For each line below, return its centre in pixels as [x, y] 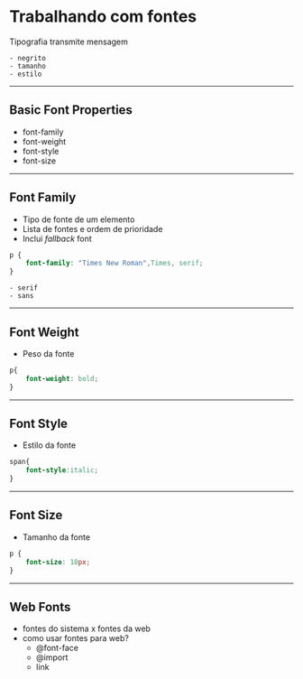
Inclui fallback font [57, 238]
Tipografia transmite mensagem [69, 42]
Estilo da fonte [49, 445]
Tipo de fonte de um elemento [78, 219]
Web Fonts [40, 607]
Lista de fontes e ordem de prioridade [92, 228]
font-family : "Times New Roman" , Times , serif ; [115, 264]
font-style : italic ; [62, 470]
